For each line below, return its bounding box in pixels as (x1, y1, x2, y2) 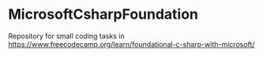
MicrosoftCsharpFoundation (8, 5, 199, 23)
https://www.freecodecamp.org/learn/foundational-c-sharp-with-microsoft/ (8, 39, 255, 48)
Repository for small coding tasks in (8, 31, 125, 41)
